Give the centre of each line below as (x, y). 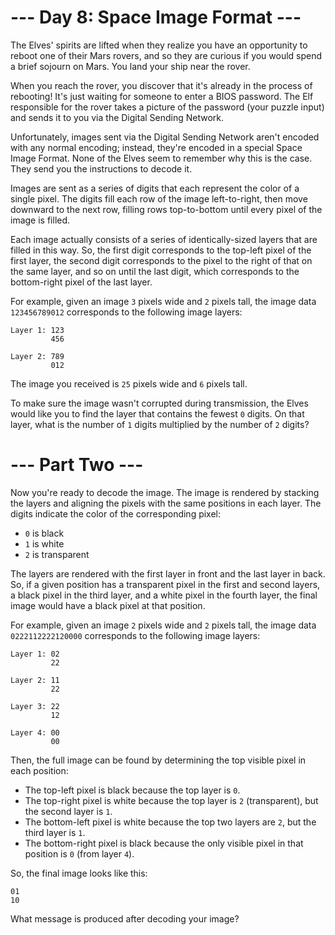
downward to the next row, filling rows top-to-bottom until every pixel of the (166, 209)
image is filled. (40, 220)
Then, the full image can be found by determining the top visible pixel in (158, 760)
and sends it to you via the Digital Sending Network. (117, 117)
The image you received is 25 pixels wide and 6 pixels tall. (129, 383)
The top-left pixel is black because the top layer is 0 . (132, 790)
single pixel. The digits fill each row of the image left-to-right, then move (159, 198)
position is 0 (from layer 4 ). (79, 853)
